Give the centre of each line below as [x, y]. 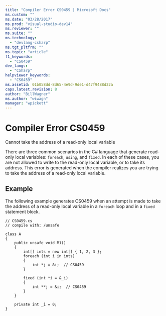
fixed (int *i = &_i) [46, 278]
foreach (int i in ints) [49, 256]
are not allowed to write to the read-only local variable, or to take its [75, 163]
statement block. [23, 212]
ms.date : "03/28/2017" [29, 19]
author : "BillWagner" [28, 94]
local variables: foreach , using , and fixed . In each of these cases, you [87, 157]
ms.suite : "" [19, 33]
